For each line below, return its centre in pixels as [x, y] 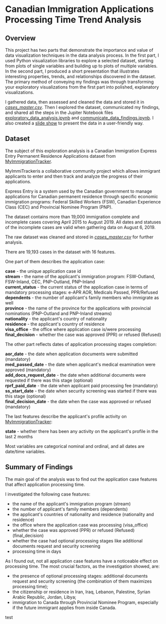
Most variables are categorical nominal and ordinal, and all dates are [75, 446]
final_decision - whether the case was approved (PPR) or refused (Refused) [83, 334]
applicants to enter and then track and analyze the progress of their [74, 176]
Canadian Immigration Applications [80, 9]
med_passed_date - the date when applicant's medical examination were [80, 364]
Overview [21, 38]
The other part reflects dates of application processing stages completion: [81, 344]
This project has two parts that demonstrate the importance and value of [79, 50]
